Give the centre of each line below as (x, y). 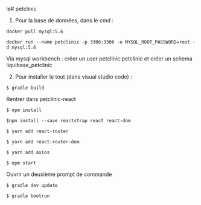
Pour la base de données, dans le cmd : (64, 20)
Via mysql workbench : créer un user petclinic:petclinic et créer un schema (100, 59)
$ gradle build (25, 88)
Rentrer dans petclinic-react (41, 99)
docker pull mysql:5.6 (35, 31)
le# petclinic (21, 9)
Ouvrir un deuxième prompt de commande (59, 174)
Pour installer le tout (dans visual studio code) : (74, 77)
